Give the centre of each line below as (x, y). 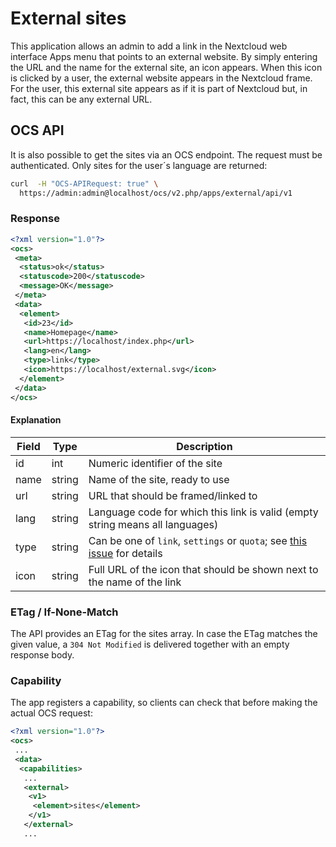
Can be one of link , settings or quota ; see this (198, 540)
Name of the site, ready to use (159, 479)
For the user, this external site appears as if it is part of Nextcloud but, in (159, 88)
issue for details (125, 553)
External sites (68, 18)
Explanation (36, 420)
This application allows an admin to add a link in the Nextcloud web (149, 46)
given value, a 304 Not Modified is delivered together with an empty (150, 644)
